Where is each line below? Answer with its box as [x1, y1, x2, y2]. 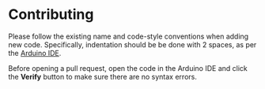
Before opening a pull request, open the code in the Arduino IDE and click [8, 63, 248, 72]
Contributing [8, 6, 94, 24]
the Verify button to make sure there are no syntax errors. [8, 72, 198, 81]
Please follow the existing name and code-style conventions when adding [8, 32, 249, 41]
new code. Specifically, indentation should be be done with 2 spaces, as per [8, 39, 257, 49]
